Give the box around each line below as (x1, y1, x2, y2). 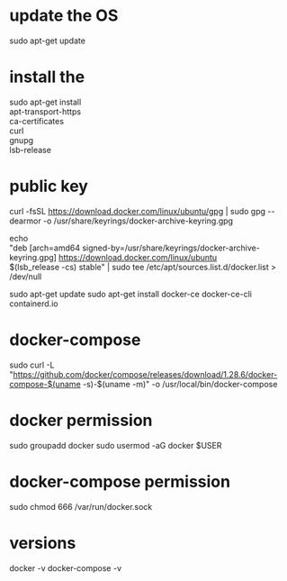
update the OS (9, 5, 119, 26)
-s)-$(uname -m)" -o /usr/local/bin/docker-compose (82, 378, 278, 389)
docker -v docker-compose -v (9, 562, 122, 573)
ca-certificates (9, 115, 65, 126)
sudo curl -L (9, 359, 56, 370)
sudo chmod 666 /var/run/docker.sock (9, 501, 153, 512)
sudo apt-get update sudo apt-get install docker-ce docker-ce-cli (9, 288, 252, 299)
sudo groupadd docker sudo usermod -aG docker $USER (9, 440, 222, 450)
